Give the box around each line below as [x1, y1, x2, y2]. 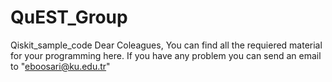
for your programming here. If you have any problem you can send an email [10, 49, 322, 61]
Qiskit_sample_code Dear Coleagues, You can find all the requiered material [10, 39, 323, 51]
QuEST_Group [10, 6, 128, 29]
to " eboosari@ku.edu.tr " [10, 60, 111, 72]
